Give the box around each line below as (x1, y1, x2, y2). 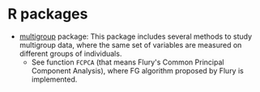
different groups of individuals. (19, 48, 122, 58)
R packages (7, 5, 88, 23)
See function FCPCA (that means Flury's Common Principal (31, 57, 224, 67)
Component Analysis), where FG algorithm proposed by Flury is (31, 65, 244, 75)
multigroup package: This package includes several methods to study (19, 31, 253, 41)
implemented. (31, 74, 78, 84)
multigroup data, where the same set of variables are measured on (19, 40, 242, 49)
